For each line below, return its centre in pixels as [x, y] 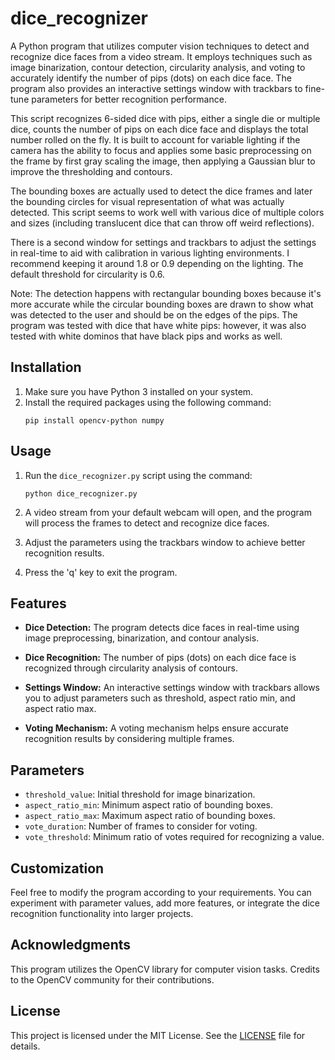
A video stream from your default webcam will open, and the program [168, 512]
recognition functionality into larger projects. [102, 913]
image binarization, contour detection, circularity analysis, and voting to [158, 67]
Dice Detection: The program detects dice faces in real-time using [162, 628]
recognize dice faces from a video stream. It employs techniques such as [161, 56]
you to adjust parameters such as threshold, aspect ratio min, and [160, 698]
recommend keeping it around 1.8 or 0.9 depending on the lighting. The [157, 263]
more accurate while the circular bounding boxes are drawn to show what [162, 304]
